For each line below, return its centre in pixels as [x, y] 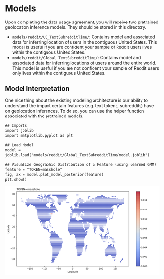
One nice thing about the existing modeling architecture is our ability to [77, 100]
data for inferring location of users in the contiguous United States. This [84, 42]
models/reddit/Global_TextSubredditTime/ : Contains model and [76, 57]
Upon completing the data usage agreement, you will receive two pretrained [82, 22]
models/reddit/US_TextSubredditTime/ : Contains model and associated [83, 37]
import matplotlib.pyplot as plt [39, 135]
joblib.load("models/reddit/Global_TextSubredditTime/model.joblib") [78, 155]
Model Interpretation [37, 89]
